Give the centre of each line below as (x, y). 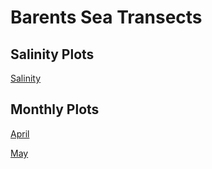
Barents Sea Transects (106, 17)
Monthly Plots (55, 109)
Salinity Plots (52, 54)
